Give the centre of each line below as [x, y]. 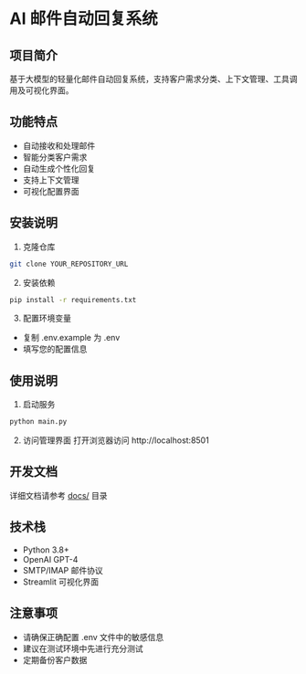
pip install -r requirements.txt [73, 300]
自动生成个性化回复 [59, 168]
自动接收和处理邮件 [59, 145]
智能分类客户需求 [55, 157]
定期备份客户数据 [55, 659]
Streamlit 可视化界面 [61, 582]
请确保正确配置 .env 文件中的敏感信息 [93, 637]
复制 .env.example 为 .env [71, 338]
